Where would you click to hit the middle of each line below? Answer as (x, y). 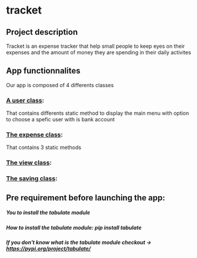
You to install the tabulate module (48, 213)
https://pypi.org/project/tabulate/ (49, 249)
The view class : (29, 163)
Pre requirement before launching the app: (86, 198)
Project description (42, 32)
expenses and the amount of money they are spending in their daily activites (98, 52)
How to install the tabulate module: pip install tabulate (74, 227)
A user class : (25, 100)
